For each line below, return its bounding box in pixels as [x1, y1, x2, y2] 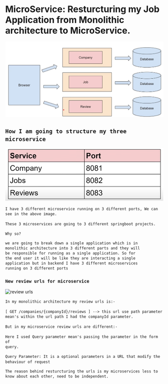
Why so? [5, 231, 22, 236]
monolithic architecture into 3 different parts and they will [5, 245, 140, 251]
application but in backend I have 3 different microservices [5, 260, 138, 266]
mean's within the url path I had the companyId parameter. [5, 314, 134, 319]
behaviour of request [5, 359, 51, 364]
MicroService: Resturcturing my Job [5, 4, 159, 15]
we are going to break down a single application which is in [5, 240, 138, 246]
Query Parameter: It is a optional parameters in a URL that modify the [5, 354, 160, 359]
